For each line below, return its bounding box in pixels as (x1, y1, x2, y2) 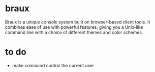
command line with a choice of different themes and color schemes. (5, 29, 143, 35)
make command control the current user (12, 62, 94, 68)
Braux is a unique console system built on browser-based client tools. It (5, 19, 150, 25)
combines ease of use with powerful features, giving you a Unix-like (5, 24, 143, 30)
